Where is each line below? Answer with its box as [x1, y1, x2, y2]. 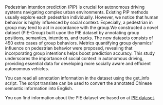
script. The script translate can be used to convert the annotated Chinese [5, 80, 152, 86]
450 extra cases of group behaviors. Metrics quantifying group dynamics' [5, 40, 153, 45]
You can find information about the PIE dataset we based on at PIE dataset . [5, 95, 156, 101]
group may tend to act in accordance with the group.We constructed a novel [5, 25, 158, 30]
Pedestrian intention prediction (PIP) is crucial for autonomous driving [5, 4, 145, 10]
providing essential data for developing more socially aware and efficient [5, 60, 151, 66]
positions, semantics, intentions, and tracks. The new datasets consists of [5, 35, 153, 41]
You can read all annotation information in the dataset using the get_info [5, 75, 149, 81]
